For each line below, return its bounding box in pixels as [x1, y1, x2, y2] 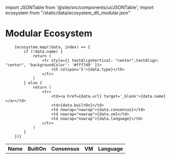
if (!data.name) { [24, 49, 63, 54]
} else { [24, 80, 42, 85]
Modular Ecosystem [5, 28, 93, 39]
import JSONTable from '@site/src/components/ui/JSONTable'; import [5, 5, 154, 10]
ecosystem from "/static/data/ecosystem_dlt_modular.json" [5, 10, 131, 16]
